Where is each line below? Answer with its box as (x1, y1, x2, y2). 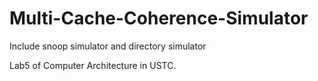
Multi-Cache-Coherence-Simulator (9, 7, 309, 30)
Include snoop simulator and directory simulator (9, 40, 207, 52)
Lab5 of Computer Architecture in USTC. (9, 59, 177, 71)
